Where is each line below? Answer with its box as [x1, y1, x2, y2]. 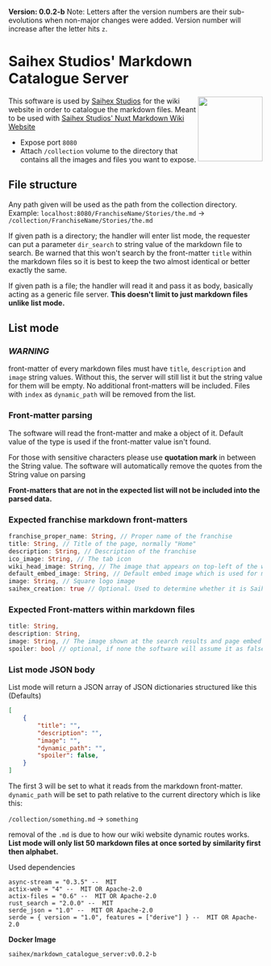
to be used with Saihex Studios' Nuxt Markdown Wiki [8, 113, 185, 123]
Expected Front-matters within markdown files [8, 603, 195, 615]
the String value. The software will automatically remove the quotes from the [8, 460, 263, 471]
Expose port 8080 [19, 137, 77, 147]
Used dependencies [8, 863, 76, 871]
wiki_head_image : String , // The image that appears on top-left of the [8, 562, 258, 570]
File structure [8, 178, 77, 192]
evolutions [8, 15, 43, 25]
